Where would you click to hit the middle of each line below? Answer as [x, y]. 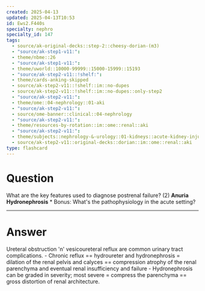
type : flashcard [27, 148]
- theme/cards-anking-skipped [50, 80]
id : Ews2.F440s [26, 23]
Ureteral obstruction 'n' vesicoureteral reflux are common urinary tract [95, 249]
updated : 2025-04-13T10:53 [41, 18]
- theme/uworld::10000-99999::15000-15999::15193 [76, 69]
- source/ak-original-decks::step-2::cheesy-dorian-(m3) [86, 46]
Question [30, 178]
